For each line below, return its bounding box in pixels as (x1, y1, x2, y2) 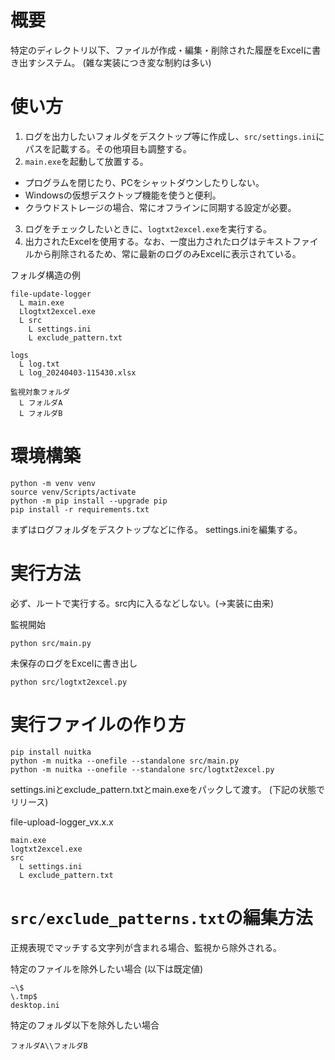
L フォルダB (19, 408, 63, 418)
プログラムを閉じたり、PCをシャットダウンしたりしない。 (24, 176, 265, 188)
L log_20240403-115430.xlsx (19, 367, 137, 378)
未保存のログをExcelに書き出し (10, 657, 138, 669)
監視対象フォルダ (10, 387, 71, 397)
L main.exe (19, 297, 65, 308)
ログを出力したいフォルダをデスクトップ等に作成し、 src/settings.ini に (24, 130, 325, 142)
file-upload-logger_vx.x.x (10, 816, 114, 828)
